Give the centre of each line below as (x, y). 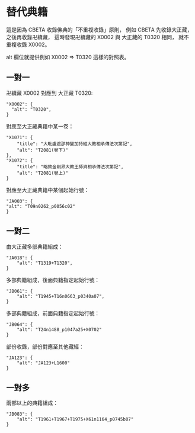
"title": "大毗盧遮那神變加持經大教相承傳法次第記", (75, 144)
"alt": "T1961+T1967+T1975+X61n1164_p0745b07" (75, 419)
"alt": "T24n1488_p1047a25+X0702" (59, 329)
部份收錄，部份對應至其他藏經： (45, 347)
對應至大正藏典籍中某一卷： (40, 126)
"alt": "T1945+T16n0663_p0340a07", (61, 296)
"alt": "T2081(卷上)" (42, 173)
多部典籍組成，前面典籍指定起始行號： (53, 313)
